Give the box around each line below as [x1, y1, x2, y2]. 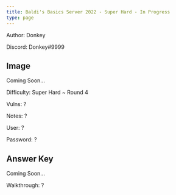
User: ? [6, 124, 24, 132]
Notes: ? [6, 112, 27, 119]
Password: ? [6, 136, 37, 143]
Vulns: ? [6, 101, 27, 108]
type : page [6, 15, 34, 21]
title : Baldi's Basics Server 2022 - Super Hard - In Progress [6, 9, 171, 15]
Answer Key [6, 154, 54, 164]
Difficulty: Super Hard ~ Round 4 [6, 89, 88, 96]
